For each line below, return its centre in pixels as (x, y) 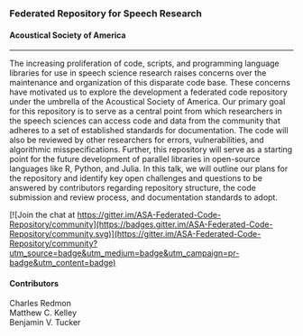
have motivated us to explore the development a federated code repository (149, 92)
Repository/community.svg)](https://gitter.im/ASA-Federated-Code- (135, 234)
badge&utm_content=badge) (63, 263)
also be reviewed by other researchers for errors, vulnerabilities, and (137, 140)
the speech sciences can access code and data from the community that (145, 121)
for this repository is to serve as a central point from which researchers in (146, 112)
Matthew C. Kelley (43, 313)
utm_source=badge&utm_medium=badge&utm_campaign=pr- (124, 253)
